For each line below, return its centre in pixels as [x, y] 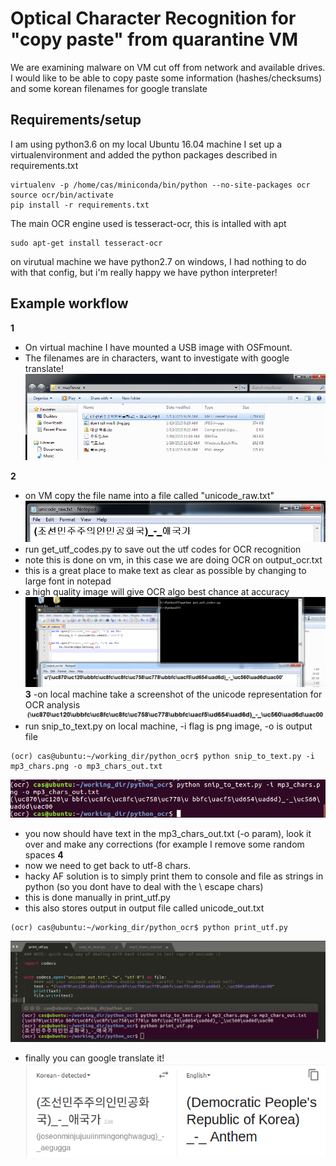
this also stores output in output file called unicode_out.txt [144, 908]
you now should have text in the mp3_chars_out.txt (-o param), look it [168, 834]
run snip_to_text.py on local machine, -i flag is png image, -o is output [168, 726]
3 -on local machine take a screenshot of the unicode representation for [173, 694]
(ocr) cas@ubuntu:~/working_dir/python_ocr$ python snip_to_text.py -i [162, 757]
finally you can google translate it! [94, 1058]
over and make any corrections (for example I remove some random [164, 844]
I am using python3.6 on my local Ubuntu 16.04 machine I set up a [146, 144]
